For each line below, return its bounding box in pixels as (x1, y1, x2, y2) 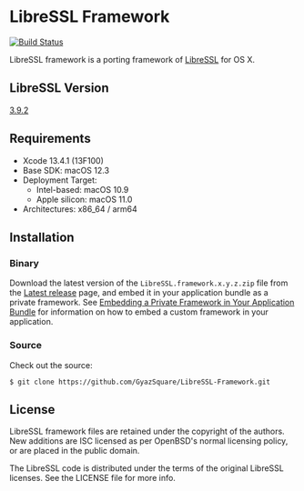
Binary (9, 256, 39, 269)
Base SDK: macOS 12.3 (22, 165, 110, 175)
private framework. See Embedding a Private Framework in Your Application (9, 297, 295, 308)
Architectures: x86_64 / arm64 (22, 203, 138, 215)
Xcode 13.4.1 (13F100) (22, 155, 105, 165)
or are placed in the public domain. (9, 446, 140, 456)
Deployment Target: (22, 175, 97, 185)
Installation (9, 229, 75, 245)
